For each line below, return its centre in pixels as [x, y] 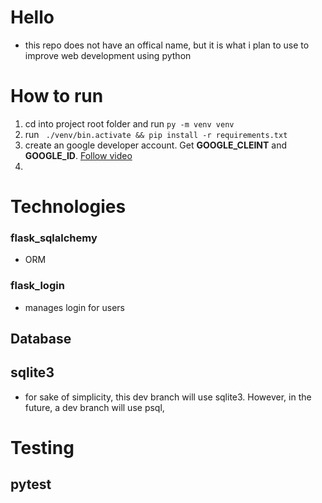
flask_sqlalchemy [54, 238]
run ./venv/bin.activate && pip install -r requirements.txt [156, 134]
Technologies [68, 207]
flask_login [37, 286]
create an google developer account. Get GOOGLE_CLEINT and [155, 145]
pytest [31, 484]
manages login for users [74, 307]
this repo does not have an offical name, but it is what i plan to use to [167, 45]
